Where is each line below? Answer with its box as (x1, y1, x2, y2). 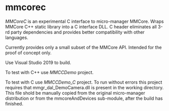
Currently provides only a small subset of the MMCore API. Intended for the (5, 44, 162, 50)
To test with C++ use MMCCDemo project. (5, 69, 94, 75)
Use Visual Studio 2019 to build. (5, 59, 72, 65)
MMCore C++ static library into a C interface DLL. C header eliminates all (5, 23, 157, 29)
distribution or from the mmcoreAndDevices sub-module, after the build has (5, 95, 163, 101)
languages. (5, 34, 29, 41)
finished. (5, 100, 24, 106)
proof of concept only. (5, 50, 52, 56)
